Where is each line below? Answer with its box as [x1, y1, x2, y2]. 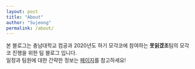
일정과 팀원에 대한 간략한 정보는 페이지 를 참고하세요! [6, 57, 126, 64]
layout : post [6, 8, 38, 15]
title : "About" [6, 14, 44, 20]
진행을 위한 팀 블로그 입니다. [12, 50, 77, 57]
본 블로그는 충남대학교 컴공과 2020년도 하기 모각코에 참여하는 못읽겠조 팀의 [6, 42, 178, 49]
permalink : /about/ [6, 25, 54, 31]
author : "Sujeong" [6, 19, 51, 25]
